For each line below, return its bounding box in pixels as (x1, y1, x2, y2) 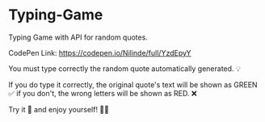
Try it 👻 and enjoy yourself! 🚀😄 (8, 104, 109, 114)
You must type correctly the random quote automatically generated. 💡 (8, 63, 242, 74)
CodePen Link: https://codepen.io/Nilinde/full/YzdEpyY (8, 48, 191, 57)
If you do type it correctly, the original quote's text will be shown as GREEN (8, 79, 258, 90)
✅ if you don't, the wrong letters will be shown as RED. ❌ (8, 88, 197, 98)
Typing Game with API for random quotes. (8, 32, 148, 42)
